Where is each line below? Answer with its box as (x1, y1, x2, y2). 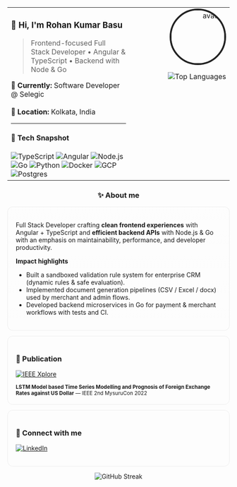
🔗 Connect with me (16, 428, 83, 438)
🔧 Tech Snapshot (11, 133, 69, 143)
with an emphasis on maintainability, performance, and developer (16, 236, 206, 244)
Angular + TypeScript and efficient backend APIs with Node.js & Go (16, 228, 214, 236)
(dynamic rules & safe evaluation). (25, 278, 126, 287)
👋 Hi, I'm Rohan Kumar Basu (11, 20, 123, 31)
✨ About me (97, 190, 140, 200)
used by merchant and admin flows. (25, 293, 130, 301)
